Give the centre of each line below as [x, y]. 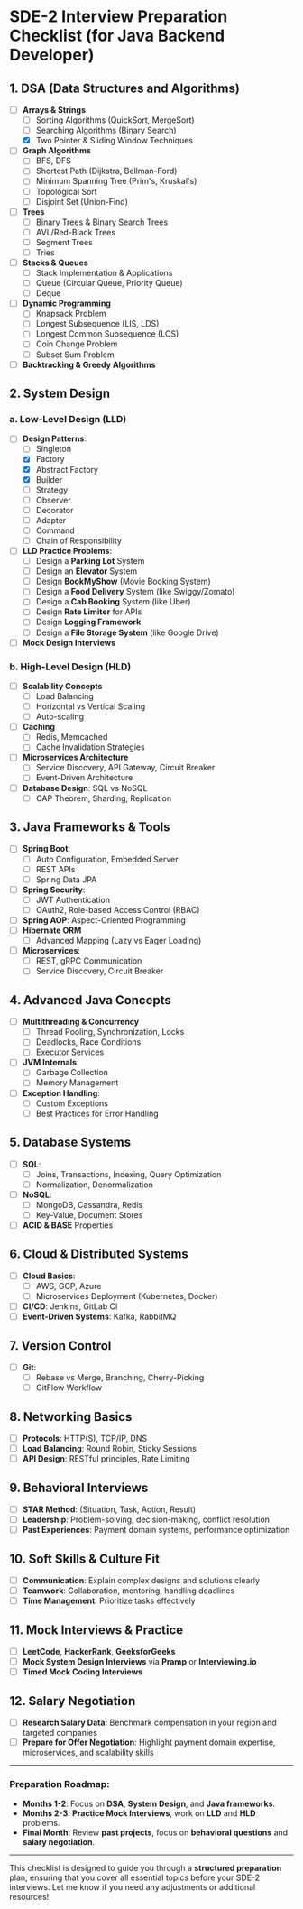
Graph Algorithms [57, 151]
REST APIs [55, 869]
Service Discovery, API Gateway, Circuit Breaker [125, 768]
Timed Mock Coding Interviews [82, 1672]
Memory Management [77, 1083]
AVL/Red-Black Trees [75, 232]
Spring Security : [54, 890]
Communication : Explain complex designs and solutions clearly [141, 1580]
